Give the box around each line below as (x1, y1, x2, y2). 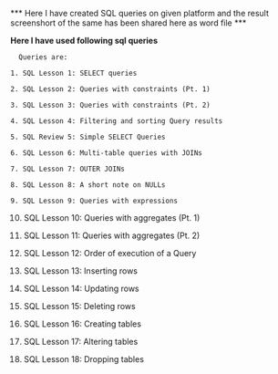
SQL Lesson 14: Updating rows (23, 283, 139, 294)
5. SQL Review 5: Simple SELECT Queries (10, 132, 167, 141)
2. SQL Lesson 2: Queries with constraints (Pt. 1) (10, 85, 211, 94)
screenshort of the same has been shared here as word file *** (10, 17, 247, 28)
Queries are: (18, 53, 68, 62)
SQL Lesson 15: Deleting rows (23, 301, 136, 311)
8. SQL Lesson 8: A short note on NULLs (10, 181, 167, 190)
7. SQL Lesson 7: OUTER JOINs (10, 164, 126, 173)
